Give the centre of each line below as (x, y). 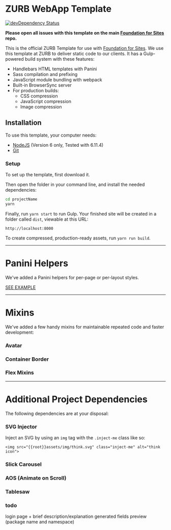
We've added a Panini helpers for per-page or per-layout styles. (72, 277)
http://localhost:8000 (29, 228)
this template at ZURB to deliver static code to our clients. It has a (74, 54)
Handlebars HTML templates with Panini (55, 69)
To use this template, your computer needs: (51, 135)
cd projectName (21, 199)
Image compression (41, 107)
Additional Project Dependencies (76, 399)
